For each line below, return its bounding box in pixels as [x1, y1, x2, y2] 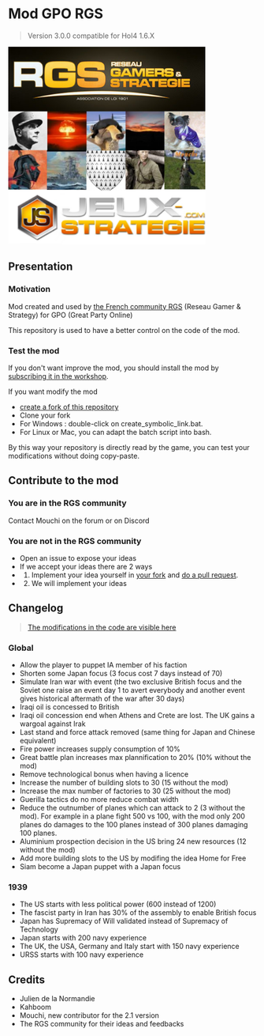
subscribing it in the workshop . [8, 371, 109, 380]
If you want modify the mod [8, 387, 98, 396]
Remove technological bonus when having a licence [19, 769, 189, 779]
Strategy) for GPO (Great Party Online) [8, 310, 133, 319]
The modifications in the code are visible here [27, 622, 177, 632]
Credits [8, 973, 46, 986]
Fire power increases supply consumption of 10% [19, 744, 181, 754]
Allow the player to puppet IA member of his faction [19, 660, 188, 670]
